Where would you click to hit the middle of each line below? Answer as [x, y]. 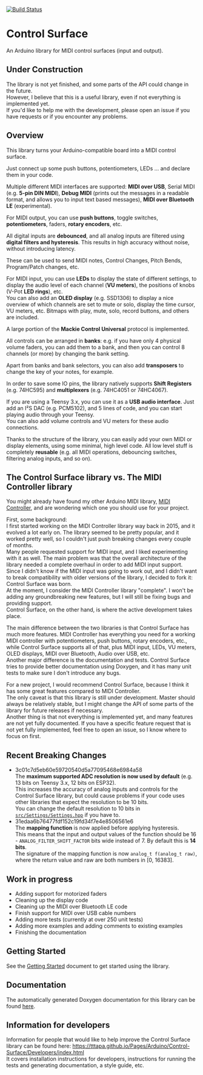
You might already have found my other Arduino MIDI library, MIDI [88, 501]
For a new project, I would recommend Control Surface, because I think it [98, 685]
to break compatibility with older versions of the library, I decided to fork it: [99, 577]
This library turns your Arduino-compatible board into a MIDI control [91, 150]
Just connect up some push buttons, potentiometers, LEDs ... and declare [98, 168]
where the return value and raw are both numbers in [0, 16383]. [94, 860]
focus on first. [24, 736]
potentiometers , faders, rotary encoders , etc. [64, 224]
